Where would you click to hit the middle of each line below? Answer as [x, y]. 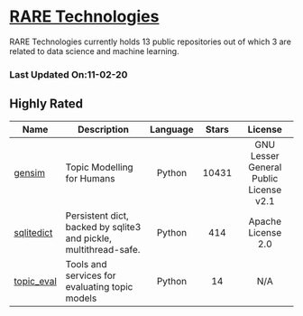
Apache [265, 221]
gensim [29, 172]
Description [103, 129]
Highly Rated [46, 104]
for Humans [90, 178]
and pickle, [89, 238]
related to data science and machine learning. [94, 51]
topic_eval [35, 281]
